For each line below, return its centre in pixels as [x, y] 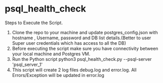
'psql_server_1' [27, 64]
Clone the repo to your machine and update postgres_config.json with [85, 32]
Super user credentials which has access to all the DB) [69, 43]
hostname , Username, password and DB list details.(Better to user [81, 38]
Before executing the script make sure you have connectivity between [85, 48]
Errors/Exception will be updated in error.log [58, 75]
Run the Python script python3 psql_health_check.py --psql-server [82, 59]
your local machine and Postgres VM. [51, 54]
